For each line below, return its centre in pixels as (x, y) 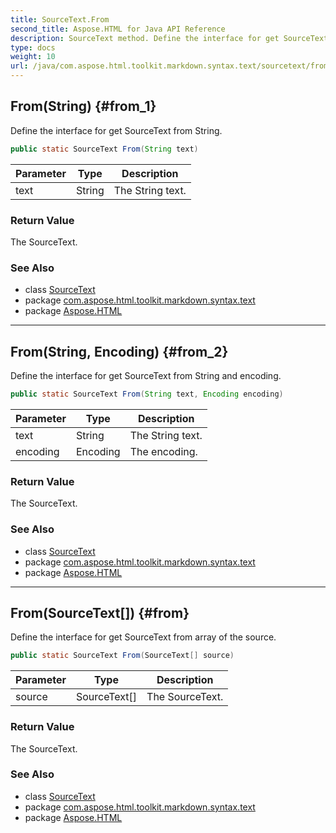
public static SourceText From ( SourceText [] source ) (122, 656)
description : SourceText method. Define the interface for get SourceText (169, 38)
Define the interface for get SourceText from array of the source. (143, 637)
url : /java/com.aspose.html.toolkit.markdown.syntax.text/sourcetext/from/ (171, 66)
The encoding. (163, 451)
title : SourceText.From (60, 19)
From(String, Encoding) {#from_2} (119, 351)
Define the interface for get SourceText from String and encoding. (146, 376)
